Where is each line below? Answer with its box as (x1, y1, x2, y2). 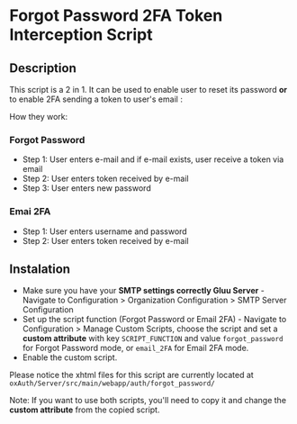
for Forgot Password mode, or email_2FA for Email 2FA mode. (22, 343, 249, 354)
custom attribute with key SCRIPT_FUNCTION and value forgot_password (22, 333, 283, 344)
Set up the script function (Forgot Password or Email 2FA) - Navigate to (22, 314, 287, 325)
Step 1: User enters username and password (22, 226, 187, 237)
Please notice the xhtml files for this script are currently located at (9, 370, 254, 381)
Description (9, 60, 76, 76)
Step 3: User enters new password (22, 183, 151, 194)
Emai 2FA (9, 205, 51, 218)
